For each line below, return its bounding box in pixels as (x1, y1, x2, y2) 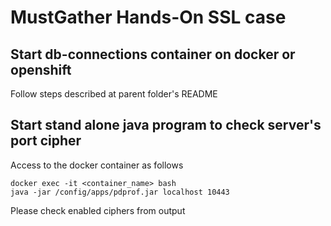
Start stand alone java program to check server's (10, 117, 322, 134)
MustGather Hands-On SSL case (10, 6, 287, 29)
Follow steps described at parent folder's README (10, 88, 218, 100)
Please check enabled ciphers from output (10, 204, 186, 216)
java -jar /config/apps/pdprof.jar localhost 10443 (10, 187, 230, 197)
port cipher (10, 132, 82, 150)
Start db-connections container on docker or (10, 46, 296, 63)
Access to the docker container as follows (10, 159, 184, 171)
